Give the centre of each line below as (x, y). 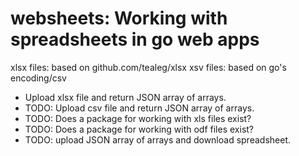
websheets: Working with (119, 18)
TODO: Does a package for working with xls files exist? (138, 118)
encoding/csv (38, 78)
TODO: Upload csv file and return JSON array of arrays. (139, 108)
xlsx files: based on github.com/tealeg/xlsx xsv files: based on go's (148, 67)
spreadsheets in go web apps (135, 39)
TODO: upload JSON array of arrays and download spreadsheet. (157, 139)
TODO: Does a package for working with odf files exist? (139, 129)
